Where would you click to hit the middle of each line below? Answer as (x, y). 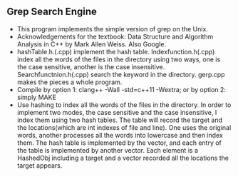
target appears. (40, 165)
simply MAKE (36, 97)
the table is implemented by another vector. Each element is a (108, 150)
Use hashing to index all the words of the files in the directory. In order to (124, 105)
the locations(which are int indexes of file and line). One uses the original (124, 127)
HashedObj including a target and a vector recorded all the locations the (123, 158)
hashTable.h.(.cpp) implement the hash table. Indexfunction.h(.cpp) (116, 51)
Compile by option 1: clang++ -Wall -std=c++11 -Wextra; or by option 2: (121, 89)
